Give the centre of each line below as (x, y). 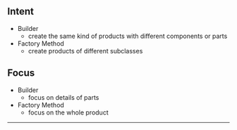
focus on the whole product (68, 112)
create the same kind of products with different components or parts (128, 36)
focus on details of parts (63, 97)
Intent (20, 12)
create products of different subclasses (85, 51)
